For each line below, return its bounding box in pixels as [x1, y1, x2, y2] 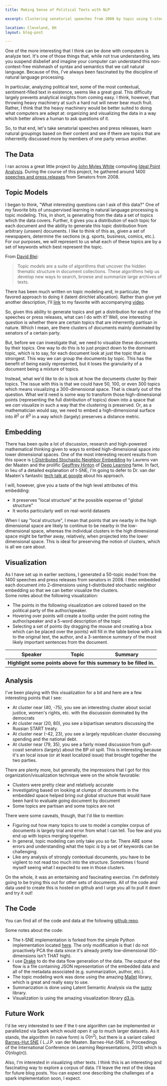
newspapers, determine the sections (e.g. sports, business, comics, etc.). [5, 233, 156, 239]
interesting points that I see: [5, 695, 62, 701]
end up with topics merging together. [12, 832, 88, 838]
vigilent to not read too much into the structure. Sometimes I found [12, 859, 149, 865]
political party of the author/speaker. [12, 608, 87, 614]
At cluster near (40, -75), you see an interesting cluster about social [12, 704, 151, 710]
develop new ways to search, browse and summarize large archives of [17, 273, 162, 279]
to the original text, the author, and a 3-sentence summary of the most [12, 634, 157, 640]
